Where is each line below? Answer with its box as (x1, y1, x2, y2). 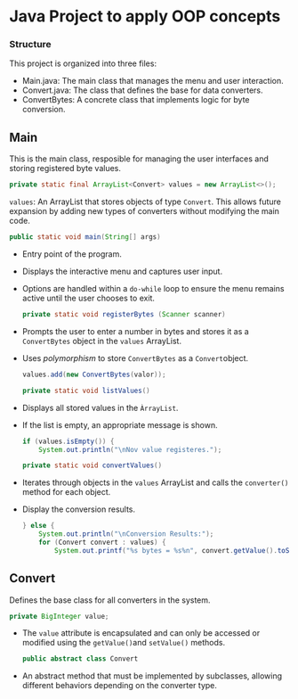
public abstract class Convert (21, 654, 139, 663)
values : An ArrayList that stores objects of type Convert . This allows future (9, 196, 282, 207)
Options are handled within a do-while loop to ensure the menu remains (21, 284, 285, 294)
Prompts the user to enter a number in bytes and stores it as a (21, 325, 249, 336)
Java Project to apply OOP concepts (9, 6, 281, 27)
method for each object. (21, 487, 111, 498)
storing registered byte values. (9, 163, 122, 174)
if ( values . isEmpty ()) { (21, 437, 115, 446)
